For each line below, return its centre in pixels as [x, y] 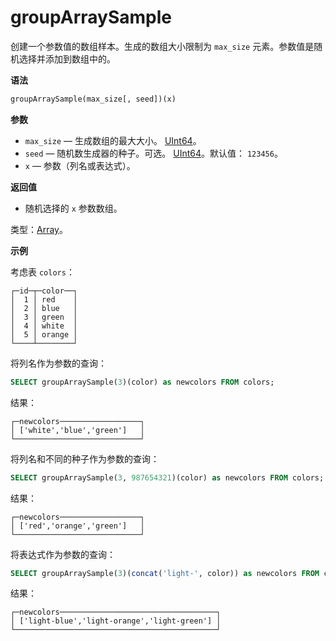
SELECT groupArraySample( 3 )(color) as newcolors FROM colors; [142, 382]
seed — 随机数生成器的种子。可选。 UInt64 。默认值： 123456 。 [153, 153]
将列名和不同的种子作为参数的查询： [85, 458]
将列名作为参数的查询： [58, 363]
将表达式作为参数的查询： [63, 554]
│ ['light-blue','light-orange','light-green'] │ [116, 621]
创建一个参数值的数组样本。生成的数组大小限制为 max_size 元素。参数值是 [162, 46]
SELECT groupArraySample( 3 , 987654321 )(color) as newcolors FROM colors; [167, 477]
